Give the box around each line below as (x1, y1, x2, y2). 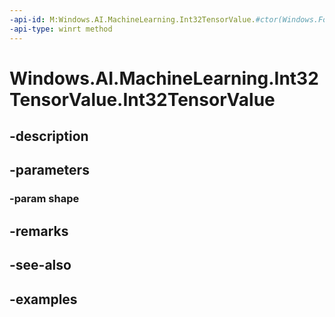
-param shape (9, 192, 80, 206)
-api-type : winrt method (9, 24, 113, 34)
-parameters (9, 162, 90, 179)
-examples (9, 291, 78, 308)
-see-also (9, 257, 72, 274)
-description (9, 128, 89, 145)
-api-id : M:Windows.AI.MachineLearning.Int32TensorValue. (9, 14, 256, 25)
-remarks (9, 222, 69, 240)
